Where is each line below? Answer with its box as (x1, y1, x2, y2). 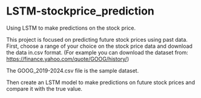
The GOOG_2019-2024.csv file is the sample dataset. (6, 67, 139, 74)
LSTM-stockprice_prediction (6, 4, 154, 18)
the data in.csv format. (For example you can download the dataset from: (6, 48, 189, 56)
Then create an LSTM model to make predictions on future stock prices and (6, 79, 196, 86)
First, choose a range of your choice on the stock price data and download (6, 42, 193, 50)
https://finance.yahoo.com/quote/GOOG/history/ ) (6, 55, 130, 62)
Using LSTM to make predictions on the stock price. (6, 24, 136, 31)
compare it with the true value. (6, 85, 83, 92)
